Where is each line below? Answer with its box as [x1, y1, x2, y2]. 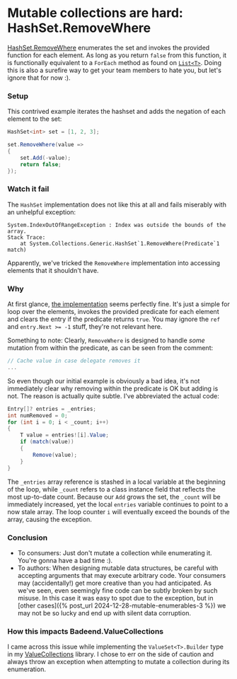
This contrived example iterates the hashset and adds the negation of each [7, 108, 226, 116]
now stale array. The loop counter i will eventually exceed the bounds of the [7, 507, 230, 516]
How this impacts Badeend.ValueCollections [7, 626, 164, 636]
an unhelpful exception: [7, 207, 76, 216]
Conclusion [7, 533, 48, 542]
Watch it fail [7, 184, 50, 194]
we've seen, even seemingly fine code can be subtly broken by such [17, 586, 218, 595]
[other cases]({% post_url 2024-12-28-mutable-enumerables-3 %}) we [17, 601, 226, 610]
